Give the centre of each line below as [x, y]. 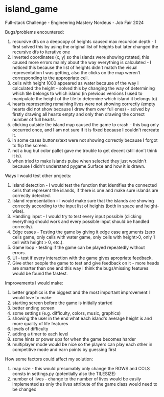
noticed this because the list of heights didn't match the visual [75, 67]
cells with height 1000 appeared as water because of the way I [75, 83]
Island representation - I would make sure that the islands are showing [83, 200]
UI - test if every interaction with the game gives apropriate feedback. [82, 258]
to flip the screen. [30, 145]
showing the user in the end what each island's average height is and [82, 318]
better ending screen [33, 308]
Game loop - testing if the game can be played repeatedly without [79, 247]
